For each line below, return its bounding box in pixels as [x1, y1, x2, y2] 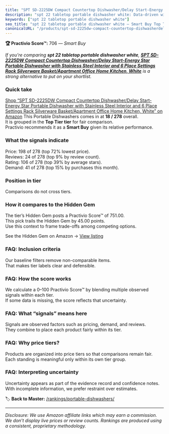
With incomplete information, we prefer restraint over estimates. [5, 386, 138, 392]
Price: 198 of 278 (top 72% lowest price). [5, 148, 91, 154]
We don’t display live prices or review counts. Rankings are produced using [5, 417, 162, 423]
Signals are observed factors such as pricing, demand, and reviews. [5, 321, 146, 328]
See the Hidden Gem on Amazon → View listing [5, 233, 104, 239]
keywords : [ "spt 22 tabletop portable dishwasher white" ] [5, 17, 129, 22]
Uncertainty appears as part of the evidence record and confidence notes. [5, 380, 160, 386]
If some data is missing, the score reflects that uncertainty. [5, 297, 127, 303]
